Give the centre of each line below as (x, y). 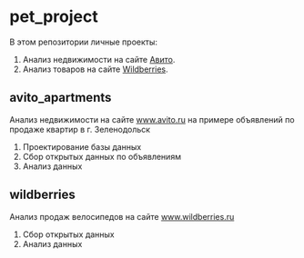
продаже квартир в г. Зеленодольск (80, 129)
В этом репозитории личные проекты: (83, 42)
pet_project (54, 17)
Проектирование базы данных (82, 146)
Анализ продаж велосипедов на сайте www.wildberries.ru (122, 216)
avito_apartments (61, 98)
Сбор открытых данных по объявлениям (102, 156)
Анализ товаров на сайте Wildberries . (95, 69)
